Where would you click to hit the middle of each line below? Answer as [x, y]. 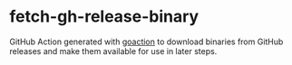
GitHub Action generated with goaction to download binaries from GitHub [146, 42]
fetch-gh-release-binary [104, 17]
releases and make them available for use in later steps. [113, 51]
